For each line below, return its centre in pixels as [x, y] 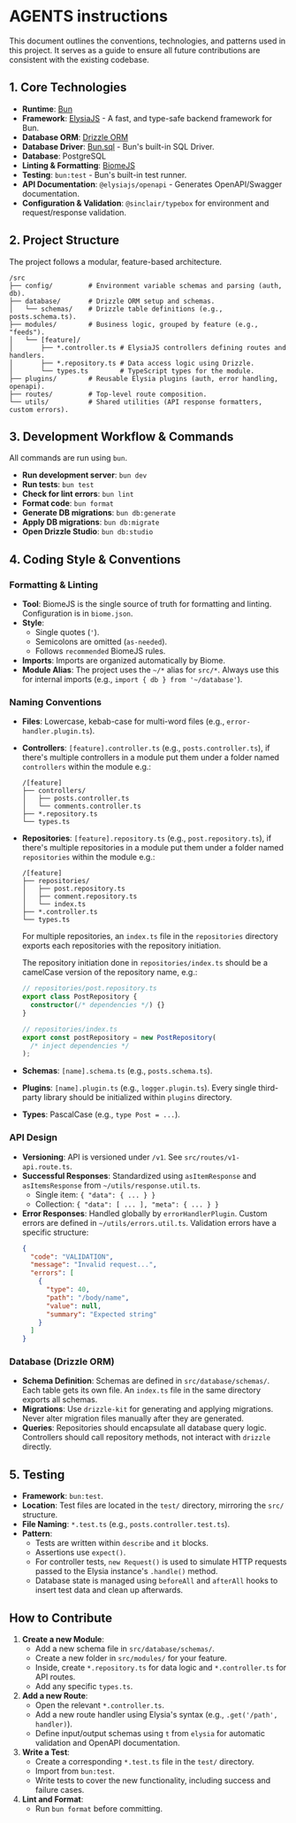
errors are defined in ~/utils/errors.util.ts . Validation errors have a [149, 1222]
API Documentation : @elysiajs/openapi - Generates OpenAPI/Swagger [152, 184]
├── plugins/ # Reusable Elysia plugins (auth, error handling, [144, 378]
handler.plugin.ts [56, 732]
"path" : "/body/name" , [87, 1298]
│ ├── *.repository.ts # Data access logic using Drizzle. [132, 363]
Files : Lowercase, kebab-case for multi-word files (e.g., [123, 721]
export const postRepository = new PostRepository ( [119, 1037]
